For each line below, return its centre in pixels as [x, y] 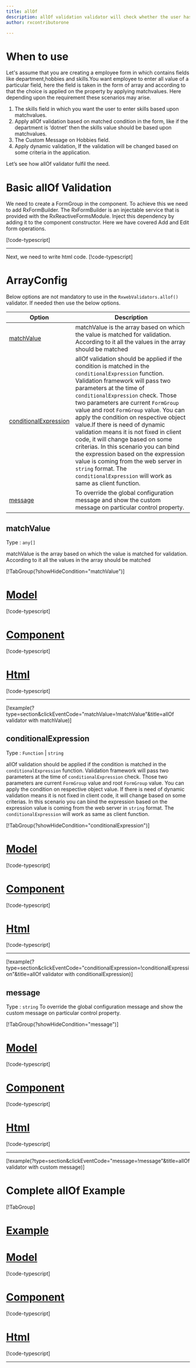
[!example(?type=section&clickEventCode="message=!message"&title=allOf [98, 1161]
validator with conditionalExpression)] [87, 974]
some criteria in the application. [52, 152]
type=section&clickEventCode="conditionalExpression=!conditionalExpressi [98, 968]
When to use [37, 57]
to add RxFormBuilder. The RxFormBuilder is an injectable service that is [93, 210]
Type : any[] [21, 542]
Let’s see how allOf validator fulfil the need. [58, 164]
